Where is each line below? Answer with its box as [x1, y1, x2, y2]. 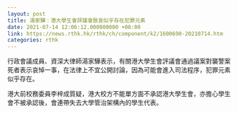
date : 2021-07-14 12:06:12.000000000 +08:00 [7, 23, 141, 30]
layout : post [7, 10, 46, 18]
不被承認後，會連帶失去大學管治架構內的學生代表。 [13, 98, 163, 107]
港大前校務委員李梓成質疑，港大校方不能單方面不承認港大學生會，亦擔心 [7, 90, 218, 98]
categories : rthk [7, 37, 59, 44]
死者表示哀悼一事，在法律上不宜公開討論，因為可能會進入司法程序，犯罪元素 [7, 66, 231, 74]
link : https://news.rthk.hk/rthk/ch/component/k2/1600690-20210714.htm [7, 30, 223, 37]
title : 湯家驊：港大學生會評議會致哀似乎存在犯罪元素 [7, 17, 146, 24]
